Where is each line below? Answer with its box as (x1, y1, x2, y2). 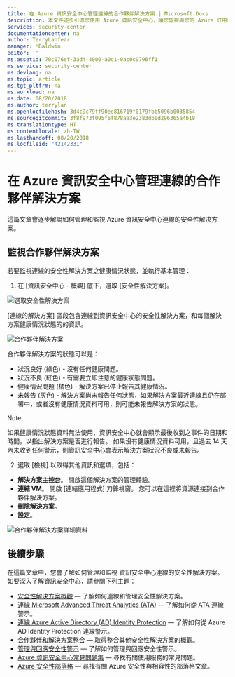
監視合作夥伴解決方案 (7, 246, 99, 258)
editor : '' (7, 50, 39, 57)
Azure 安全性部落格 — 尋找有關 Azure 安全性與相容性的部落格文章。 (17, 662, 214, 670)
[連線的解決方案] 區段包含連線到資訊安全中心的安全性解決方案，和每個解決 (7, 311, 222, 319)
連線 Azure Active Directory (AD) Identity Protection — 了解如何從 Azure (17, 618, 226, 626)
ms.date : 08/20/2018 (7, 95, 68, 102)
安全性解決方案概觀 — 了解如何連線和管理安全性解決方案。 (17, 591, 187, 600)
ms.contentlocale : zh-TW (7, 128, 80, 135)
